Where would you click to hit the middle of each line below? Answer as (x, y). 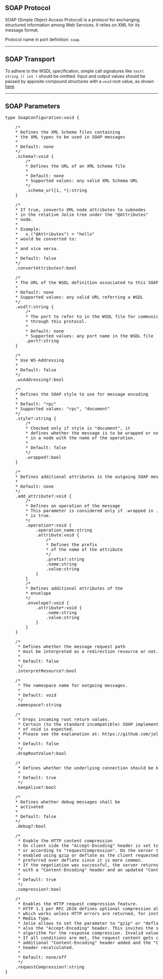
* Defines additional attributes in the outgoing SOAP (82, 477)
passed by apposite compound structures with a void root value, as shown (80, 81)
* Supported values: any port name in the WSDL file (90, 336)
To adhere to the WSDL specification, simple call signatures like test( (75, 71)
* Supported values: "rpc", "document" (63, 409)
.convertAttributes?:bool (46, 268)
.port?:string (42, 341)
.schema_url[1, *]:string (56, 191)
